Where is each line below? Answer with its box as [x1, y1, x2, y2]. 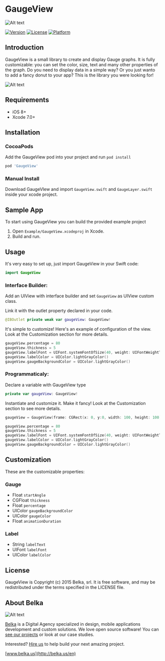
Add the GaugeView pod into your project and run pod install [5, 154, 131, 160]
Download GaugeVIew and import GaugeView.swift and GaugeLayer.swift [5, 186, 153, 192]
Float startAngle [12, 492, 46, 498]
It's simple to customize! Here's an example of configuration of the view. [5, 326, 152, 332]
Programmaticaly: [5, 370, 49, 377]
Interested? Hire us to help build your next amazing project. [5, 641, 125, 647]
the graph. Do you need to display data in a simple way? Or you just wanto [5, 67, 156, 73]
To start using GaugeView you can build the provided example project [5, 219, 146, 225]
